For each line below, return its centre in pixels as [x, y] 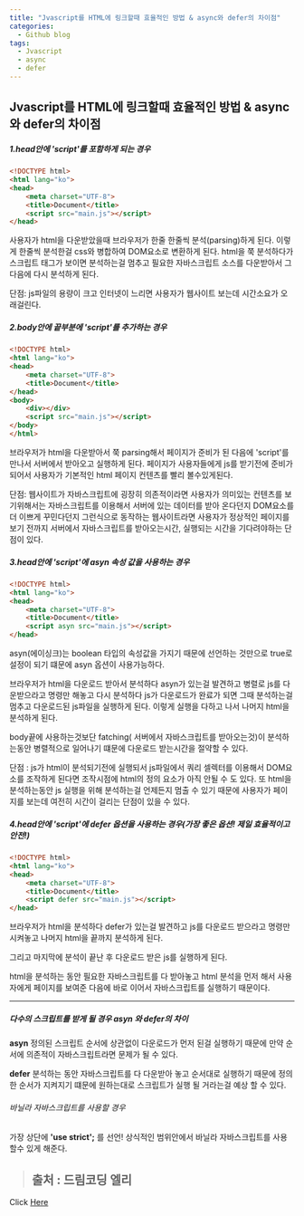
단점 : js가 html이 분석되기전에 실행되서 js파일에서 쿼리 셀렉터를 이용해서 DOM [147, 768]
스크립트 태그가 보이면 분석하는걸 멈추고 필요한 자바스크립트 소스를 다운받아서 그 [151, 263]
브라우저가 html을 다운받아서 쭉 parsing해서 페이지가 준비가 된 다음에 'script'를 [149, 452]
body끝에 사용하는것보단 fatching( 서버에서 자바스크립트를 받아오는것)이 [138, 737]
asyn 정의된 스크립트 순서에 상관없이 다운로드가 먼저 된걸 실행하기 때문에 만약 [147, 1043]
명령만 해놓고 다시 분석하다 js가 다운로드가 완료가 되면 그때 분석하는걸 [171, 695]
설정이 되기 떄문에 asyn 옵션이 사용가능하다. [87, 665]
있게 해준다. [47, 1149]
